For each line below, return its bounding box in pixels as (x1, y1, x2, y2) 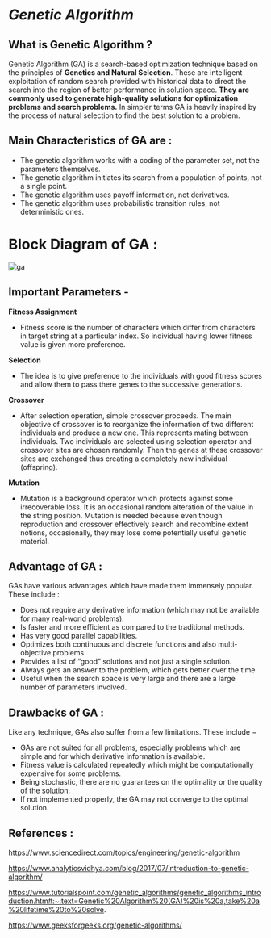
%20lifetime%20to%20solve (8, 905, 105, 914)
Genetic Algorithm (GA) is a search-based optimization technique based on (8, 59, 258, 69)
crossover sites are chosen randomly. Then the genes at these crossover (19, 445, 263, 454)
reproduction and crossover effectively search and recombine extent (19, 519, 248, 529)
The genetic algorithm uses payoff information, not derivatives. (19, 190, 230, 199)
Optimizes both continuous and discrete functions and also (19, 639, 216, 649)
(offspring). (19, 462, 58, 471)
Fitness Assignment (8, 307, 77, 316)
